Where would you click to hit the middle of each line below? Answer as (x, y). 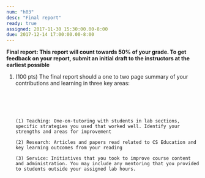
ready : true (21, 23)
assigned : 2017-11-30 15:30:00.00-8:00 (57, 29)
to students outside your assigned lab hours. (76, 169)
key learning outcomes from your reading (69, 148)
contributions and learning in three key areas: (73, 84)
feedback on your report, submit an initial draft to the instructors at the (98, 59)
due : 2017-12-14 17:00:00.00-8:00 (50, 35)
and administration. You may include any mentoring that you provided (107, 164)
